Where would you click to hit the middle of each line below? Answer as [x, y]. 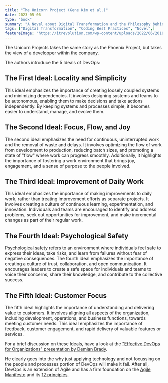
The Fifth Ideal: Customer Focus [56, 296]
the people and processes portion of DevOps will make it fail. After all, [77, 364]
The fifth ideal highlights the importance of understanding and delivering [80, 308]
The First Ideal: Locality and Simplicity [66, 78]
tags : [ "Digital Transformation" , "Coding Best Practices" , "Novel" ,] [80, 29]
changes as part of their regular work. [44, 220]
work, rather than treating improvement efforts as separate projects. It [77, 199]
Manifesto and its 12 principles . [37, 375]
